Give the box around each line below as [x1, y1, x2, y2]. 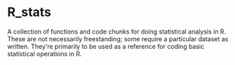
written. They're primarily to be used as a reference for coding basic [7, 42, 205, 50]
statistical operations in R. [7, 50, 82, 58]
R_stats [7, 4, 51, 20]
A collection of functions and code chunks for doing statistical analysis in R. [7, 27, 227, 36]
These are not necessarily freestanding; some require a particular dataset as [7, 34, 229, 43]
